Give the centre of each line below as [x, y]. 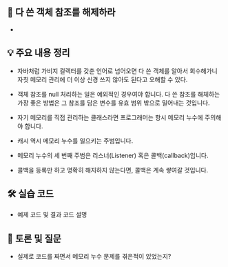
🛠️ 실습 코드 [30, 194]
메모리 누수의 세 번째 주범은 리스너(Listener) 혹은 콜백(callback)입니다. [113, 155]
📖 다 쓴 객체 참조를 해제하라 [61, 12]
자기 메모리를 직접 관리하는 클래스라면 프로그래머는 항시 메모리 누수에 [110, 117]
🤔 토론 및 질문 [34, 238]
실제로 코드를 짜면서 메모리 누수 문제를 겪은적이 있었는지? [94, 257]
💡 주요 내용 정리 [39, 53]
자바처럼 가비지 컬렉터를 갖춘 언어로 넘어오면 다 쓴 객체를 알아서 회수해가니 [117, 70]
